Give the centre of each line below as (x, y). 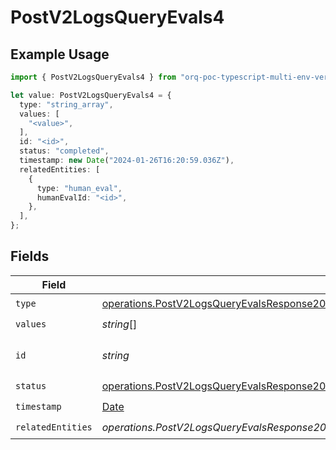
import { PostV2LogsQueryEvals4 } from (93, 77)
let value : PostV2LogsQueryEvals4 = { (91, 95)
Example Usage (60, 54)
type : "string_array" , (66, 104)
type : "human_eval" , (79, 188)
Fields (30, 256)
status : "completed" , (64, 151)
